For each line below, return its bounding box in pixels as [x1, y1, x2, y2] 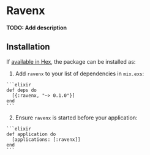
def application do [6, 131, 56, 137]
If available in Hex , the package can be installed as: [6, 58, 136, 65]
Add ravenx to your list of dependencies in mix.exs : [15, 70, 144, 77]
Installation [6, 42, 50, 52]
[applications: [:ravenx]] [12, 136, 81, 143]
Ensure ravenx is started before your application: [15, 114, 138, 121]
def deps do [6, 87, 37, 93]
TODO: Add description [6, 24, 67, 31]
